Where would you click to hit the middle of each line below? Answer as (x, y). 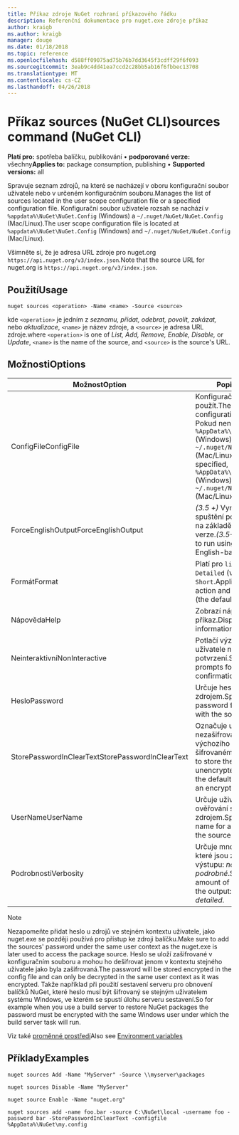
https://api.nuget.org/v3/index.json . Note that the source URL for (106, 260)
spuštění (209, 517)
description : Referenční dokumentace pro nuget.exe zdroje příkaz (108, 21)
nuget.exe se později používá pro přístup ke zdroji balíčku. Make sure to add (118, 939)
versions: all (26, 172)
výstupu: (210, 864)
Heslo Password (37, 700)
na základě (213, 525)
